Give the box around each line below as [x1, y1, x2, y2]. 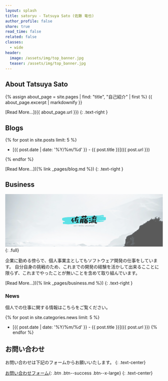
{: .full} [5, 247, 19, 253]
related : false [5, 34, 37, 39]
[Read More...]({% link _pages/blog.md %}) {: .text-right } [5, 166, 123, 172]
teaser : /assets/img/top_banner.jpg [9, 60, 86, 66]
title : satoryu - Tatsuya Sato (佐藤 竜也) [5, 13, 94, 18]
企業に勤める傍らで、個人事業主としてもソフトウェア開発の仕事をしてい [5, 257, 153, 263]
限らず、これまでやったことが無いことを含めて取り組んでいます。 [5, 270, 140, 276]
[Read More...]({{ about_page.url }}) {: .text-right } [5, 109, 108, 115]
